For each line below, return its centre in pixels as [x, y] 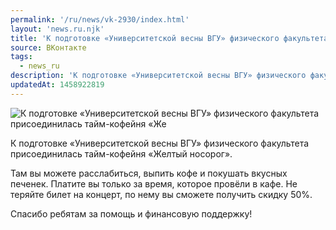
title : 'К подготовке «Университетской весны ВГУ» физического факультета [169, 38]
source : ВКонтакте [48, 47]
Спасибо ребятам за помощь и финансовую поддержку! [131, 213]
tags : [21, 57]
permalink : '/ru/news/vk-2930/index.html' [100, 19]
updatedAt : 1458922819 [57, 85]
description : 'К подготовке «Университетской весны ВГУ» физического [158, 76]
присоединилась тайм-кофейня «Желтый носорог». [121, 153]
